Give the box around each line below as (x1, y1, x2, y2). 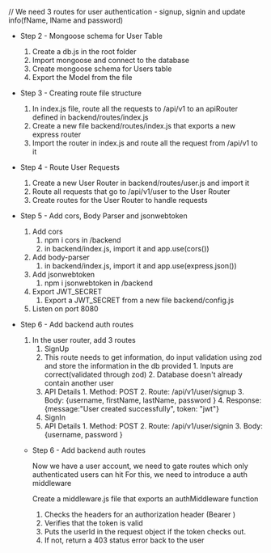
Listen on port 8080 (32, 304, 99, 314)
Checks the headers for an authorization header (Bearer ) (44, 509, 236, 519)
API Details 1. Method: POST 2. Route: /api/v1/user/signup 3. (44, 387, 244, 396)
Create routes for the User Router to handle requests (32, 196, 208, 205)
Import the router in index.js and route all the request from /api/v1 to (32, 138, 258, 148)
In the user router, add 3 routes (32, 336, 136, 344)
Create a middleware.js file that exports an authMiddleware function (32, 494, 259, 504)
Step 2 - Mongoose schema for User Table (19, 32, 163, 40)
